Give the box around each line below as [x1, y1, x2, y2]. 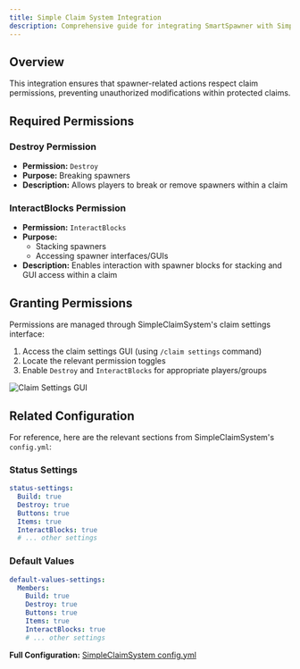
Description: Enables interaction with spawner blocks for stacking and [21, 260, 283, 271]
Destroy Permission [9, 140, 96, 153]
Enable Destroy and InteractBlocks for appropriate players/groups [21, 365, 268, 376]
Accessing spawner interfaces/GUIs [35, 251, 169, 262]
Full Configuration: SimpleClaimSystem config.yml [9, 649, 196, 660]
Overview [9, 54, 65, 70]
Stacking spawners [35, 241, 107, 252]
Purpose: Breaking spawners [21, 171, 131, 180]
